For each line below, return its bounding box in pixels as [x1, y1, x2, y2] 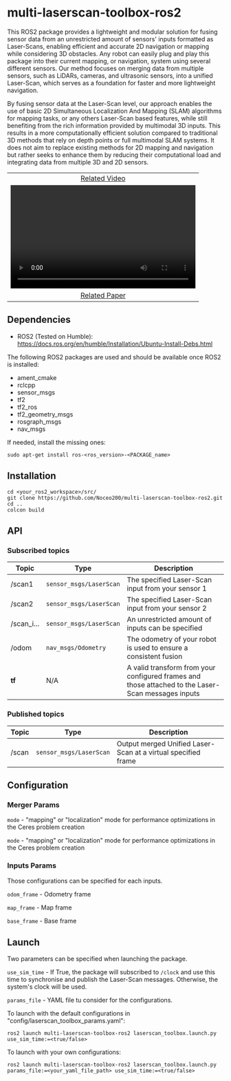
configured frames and [126, 671, 201, 681]
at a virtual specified [135, 747, 201, 757]
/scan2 [10, 599, 34, 609]
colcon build [7, 506, 45, 514]
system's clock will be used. [7, 983, 87, 991]
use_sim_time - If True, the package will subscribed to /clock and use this [7, 968, 215, 976]
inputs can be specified [126, 623, 203, 633]
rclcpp [16, 381, 36, 389]
